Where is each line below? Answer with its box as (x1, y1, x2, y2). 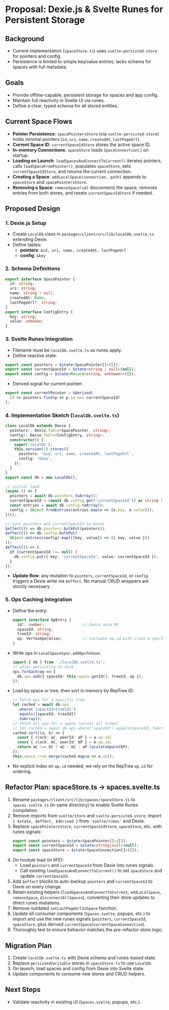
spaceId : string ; (17, 627, 54, 632)
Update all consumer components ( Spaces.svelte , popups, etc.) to (12, 910, 150, 917)
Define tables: (12, 242, 42, 248)
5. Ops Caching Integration (5, 596, 72, 603)
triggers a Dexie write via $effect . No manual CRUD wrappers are (12, 578, 149, 584)
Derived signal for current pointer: (12, 380, 83, 387)
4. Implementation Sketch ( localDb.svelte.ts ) (5, 412, 120, 419)
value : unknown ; (10, 319, 44, 324)
